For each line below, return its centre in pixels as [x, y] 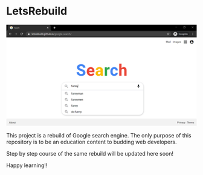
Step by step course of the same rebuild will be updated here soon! [90, 153]
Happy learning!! [27, 165]
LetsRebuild [37, 11]
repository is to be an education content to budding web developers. [92, 142]
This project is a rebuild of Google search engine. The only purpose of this [99, 135]
